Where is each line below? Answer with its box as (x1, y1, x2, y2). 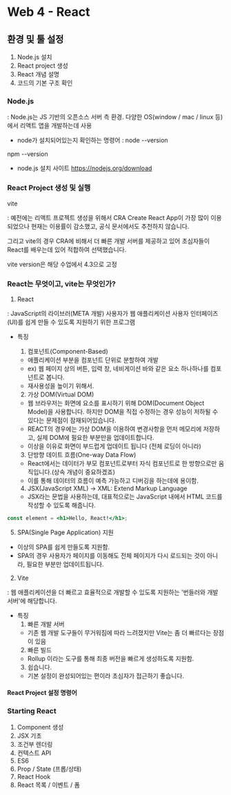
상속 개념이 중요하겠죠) (54, 467, 116, 476)
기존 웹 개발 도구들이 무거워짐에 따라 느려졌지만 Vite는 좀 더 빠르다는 (27, 628, 212, 636)
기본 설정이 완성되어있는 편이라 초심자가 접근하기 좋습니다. (27, 672, 185, 680)
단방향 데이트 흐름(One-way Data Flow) (27, 450, 137, 459)
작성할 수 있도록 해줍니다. (27, 501, 97, 509)
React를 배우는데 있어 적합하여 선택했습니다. (7, 245, 127, 254)
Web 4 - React (7, 4, 90, 20)
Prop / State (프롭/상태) (17, 765, 82, 773)
